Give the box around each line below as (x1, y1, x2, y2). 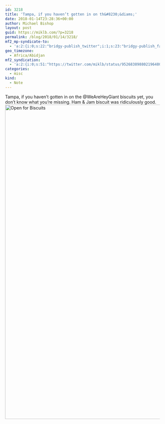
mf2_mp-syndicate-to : (5, 39, 50, 44)
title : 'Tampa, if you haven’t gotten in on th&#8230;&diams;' (5, 12, 137, 17)
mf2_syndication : (5, 57, 41, 62)
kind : (5, 76, 16, 81)
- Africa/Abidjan (9, 53, 45, 58)
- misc (9, 71, 23, 76)
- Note (9, 80, 23, 85)
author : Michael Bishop (5, 21, 54, 26)
